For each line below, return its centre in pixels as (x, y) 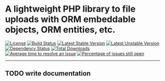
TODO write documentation (48, 73)
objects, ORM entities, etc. (60, 30)
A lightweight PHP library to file (70, 9)
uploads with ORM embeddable (70, 19)
